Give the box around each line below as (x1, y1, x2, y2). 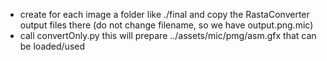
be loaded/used (19, 40, 86, 52)
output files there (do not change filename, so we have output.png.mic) (19, 19, 314, 31)
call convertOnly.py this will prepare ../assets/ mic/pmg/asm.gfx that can (19, 30, 317, 41)
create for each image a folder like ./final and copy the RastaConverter (19, 9, 310, 20)
